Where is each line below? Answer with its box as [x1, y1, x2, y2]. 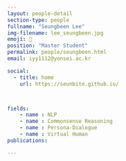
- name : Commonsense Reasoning [19, 118, 113, 125]
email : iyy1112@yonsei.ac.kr [7, 55, 91, 62]
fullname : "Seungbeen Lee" [7, 23, 85, 30]
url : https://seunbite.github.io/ [19, 80, 119, 87]
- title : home [13, 74, 54, 81]
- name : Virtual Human [19, 131, 89, 138]
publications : [7, 137, 48, 144]
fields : [7, 105, 30, 112]
